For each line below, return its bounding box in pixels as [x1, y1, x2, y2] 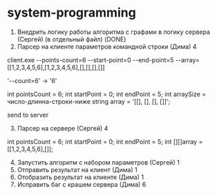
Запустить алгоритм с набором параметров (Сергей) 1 [17, 158, 180, 167]
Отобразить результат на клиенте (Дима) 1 [17, 173, 144, 181]
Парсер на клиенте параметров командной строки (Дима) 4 [17, 42, 197, 50]
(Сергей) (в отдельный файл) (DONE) [17, 35, 126, 43]
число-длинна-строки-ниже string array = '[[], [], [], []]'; [7, 97, 171, 105]
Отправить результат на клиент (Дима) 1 [17, 165, 138, 174]
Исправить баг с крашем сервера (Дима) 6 [17, 180, 147, 188]
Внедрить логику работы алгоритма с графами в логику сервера [17, 28, 211, 36]
